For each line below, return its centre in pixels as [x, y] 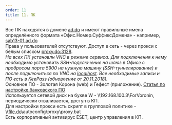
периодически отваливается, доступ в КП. [52, 100]
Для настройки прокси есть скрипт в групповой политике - [71, 106]
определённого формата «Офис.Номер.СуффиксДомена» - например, [83, 35]
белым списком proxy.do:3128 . [39, 51]
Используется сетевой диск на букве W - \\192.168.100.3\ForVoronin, [80, 95]
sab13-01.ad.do [22, 40]
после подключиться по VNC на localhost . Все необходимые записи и [83, 73]
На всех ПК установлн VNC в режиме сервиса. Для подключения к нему [86, 57]
